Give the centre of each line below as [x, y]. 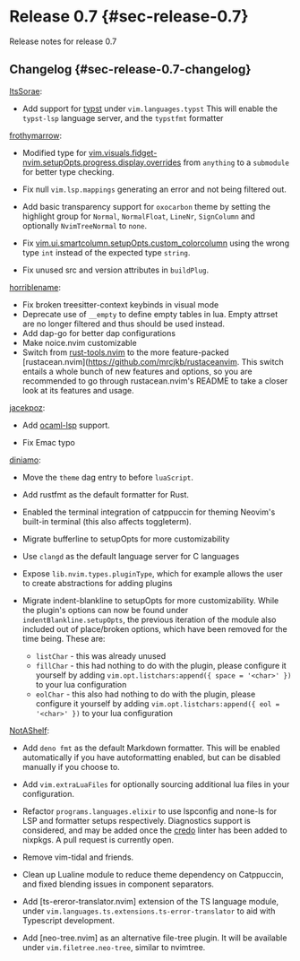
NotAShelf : [30, 730]
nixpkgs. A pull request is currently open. [98, 839]
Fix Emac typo [49, 442]
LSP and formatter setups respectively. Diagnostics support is [136, 820]
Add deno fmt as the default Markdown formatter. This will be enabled [151, 748]
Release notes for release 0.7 [63, 41]
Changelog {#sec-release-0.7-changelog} [130, 69]
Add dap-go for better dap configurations [99, 333]
